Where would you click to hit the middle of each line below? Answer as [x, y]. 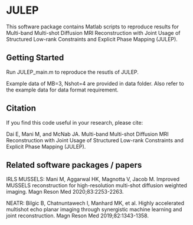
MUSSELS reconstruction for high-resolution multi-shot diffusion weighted [97, 185]
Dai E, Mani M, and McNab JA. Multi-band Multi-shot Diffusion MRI [88, 134]
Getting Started [35, 58]
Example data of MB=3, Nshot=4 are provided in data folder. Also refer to [95, 83]
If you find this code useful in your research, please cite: [75, 122]
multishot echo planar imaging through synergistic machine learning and [94, 210]
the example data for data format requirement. [63, 90]
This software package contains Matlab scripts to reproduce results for [92, 27]
